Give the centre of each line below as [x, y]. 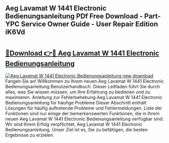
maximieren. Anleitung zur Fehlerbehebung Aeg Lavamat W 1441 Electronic [84, 97]
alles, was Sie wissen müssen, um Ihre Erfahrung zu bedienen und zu [78, 92]
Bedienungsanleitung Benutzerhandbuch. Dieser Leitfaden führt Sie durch [82, 86]
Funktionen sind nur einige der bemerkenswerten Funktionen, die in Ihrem [82, 113]
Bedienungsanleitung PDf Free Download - [74, 16]
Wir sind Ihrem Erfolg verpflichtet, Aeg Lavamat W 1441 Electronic [74, 124]
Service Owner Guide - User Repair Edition [90, 24]
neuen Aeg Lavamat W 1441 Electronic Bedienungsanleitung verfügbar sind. [84, 119]
